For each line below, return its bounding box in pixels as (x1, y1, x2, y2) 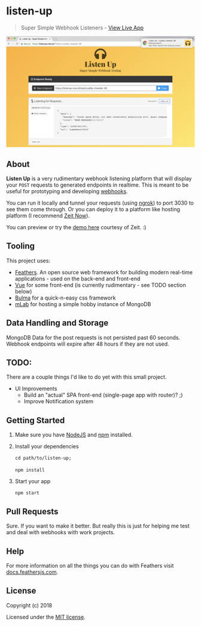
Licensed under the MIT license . (6, 613, 86, 621)
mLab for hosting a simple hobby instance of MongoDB (14, 300, 151, 307)
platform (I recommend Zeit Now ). (6, 212, 90, 220)
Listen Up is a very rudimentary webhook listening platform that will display (6, 175, 192, 182)
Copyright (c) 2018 (6, 601, 53, 609)
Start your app (14, 478, 51, 485)
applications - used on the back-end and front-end (14, 275, 141, 282)
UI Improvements (14, 385, 57, 393)
